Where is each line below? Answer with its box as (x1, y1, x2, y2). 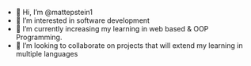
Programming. (15, 32, 63, 42)
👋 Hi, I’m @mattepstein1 (15, 8, 93, 16)
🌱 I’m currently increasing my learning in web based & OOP (15, 24, 209, 33)
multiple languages (15, 49, 78, 58)
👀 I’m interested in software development (15, 16, 150, 25)
